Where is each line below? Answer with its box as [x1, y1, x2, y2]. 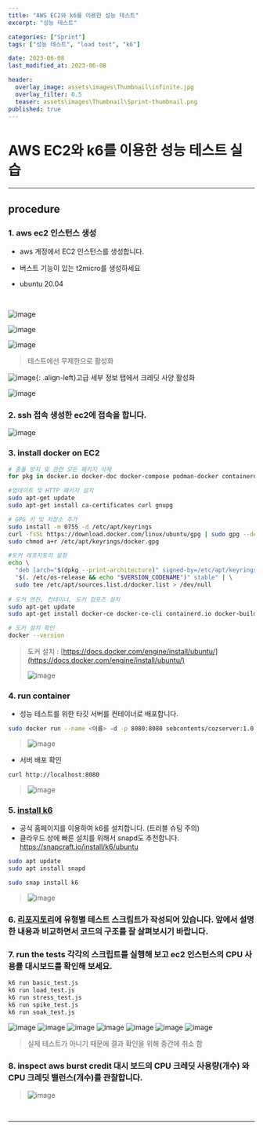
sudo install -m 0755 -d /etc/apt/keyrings [8, 523, 153, 531]
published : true [8, 105, 61, 113]
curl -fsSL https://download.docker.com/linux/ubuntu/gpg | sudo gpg [8, 530, 240, 538]
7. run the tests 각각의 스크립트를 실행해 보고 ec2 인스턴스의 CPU [8, 949, 243, 960]
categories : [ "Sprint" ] [8, 33, 86, 41]
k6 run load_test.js [8, 986, 76, 994]
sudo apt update [8, 858, 61, 865]
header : [8, 76, 34, 84]
